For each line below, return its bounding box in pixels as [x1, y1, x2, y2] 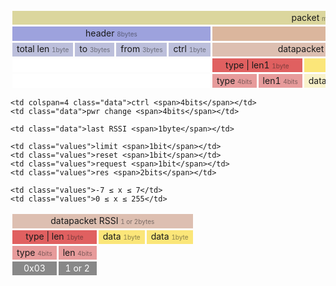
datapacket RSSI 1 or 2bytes [50, 215, 155, 226]
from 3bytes [120, 43, 163, 55]
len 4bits [62, 246, 93, 258]
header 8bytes [85, 27, 138, 39]
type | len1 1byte [225, 59, 290, 71]
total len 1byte [16, 43, 70, 55]
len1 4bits [262, 74, 298, 86]
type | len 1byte [25, 230, 84, 243]
